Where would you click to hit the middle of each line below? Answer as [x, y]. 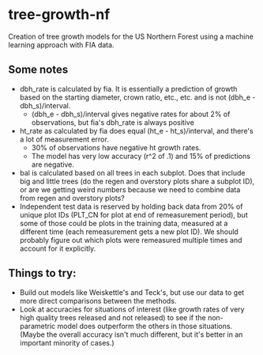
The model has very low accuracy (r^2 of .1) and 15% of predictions [141, 156]
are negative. [53, 164]
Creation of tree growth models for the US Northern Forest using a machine [131, 36]
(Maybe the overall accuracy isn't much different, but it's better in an [131, 334]
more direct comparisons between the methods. [98, 300]
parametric [38, 326]
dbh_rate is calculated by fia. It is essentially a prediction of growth [128, 89]
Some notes [38, 70]
